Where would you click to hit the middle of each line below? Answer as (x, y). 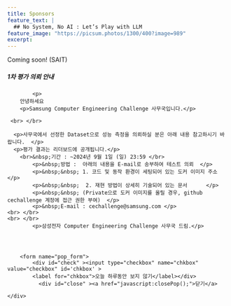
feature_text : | (31, 20)
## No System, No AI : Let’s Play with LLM (78, 27)
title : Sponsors (31, 14)
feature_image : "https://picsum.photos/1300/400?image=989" (97, 33)
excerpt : (20, 40)
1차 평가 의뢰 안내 (31, 76)
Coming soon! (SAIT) (37, 60)
